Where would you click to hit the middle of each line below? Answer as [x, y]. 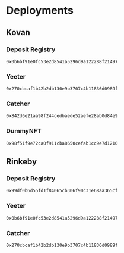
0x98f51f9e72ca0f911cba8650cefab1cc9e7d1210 [62, 143]
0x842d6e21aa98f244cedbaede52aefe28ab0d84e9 [62, 116]
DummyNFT [24, 131]
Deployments [40, 10]
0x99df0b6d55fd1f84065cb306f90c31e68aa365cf [62, 191]
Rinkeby [22, 162]
